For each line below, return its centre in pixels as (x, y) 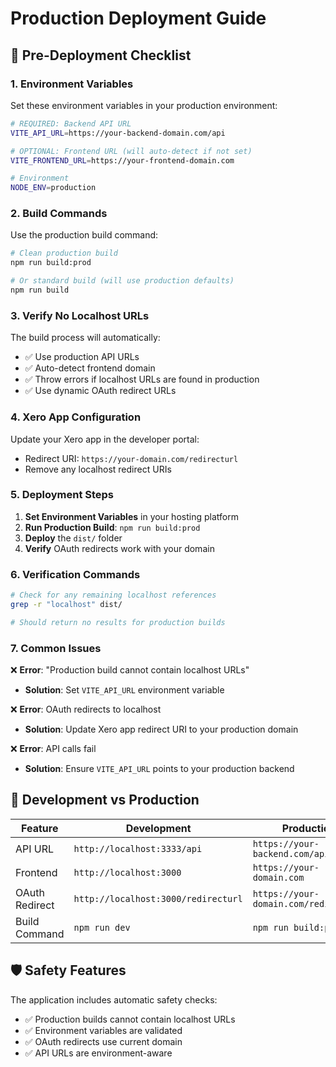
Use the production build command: (84, 235)
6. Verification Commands (75, 574)
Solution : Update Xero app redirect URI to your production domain (161, 729)
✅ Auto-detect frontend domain (90, 368)
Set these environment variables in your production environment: (144, 105)
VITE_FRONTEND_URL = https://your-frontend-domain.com (122, 160)
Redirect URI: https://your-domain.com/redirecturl (131, 458)
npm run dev (102, 927)
